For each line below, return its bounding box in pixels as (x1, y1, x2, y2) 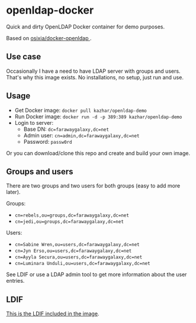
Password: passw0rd (23, 138, 72, 145)
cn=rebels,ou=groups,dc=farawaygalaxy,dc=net (14, 212, 129, 219)
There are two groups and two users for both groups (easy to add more (6, 182, 181, 189)
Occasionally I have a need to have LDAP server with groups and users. (6, 67, 181, 75)
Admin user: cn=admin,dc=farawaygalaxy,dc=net (23, 131, 140, 139)
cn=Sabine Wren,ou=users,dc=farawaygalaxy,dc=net (14, 242, 140, 248)
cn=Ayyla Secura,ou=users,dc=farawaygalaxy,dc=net (14, 254, 143, 260)
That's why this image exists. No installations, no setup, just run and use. (6, 73, 184, 80)
